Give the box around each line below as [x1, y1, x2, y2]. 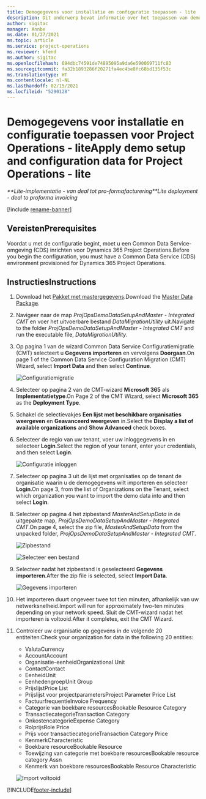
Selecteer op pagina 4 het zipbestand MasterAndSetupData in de [15, 511, 181, 518]
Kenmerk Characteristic [24, 737, 83, 744]
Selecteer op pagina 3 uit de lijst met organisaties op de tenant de [15, 473, 182, 480]
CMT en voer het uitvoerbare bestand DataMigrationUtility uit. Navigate [15, 318, 195, 325]
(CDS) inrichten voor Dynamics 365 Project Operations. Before [33, 246, 190, 253]
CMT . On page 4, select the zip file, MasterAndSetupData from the [15, 523, 183, 531]
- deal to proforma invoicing [7, 193, 78, 201]
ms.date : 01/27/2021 [7, 32, 60, 38]
